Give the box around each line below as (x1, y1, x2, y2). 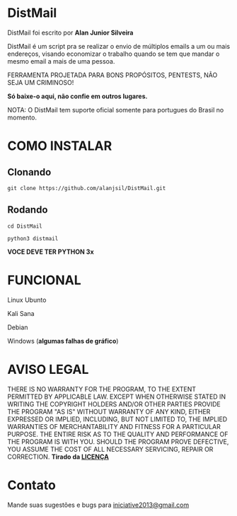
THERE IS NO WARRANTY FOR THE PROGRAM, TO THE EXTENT (7, 385, 197, 393)
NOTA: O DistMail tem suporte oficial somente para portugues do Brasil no (7, 105, 224, 114)
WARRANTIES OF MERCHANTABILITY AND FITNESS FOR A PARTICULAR (7, 422, 221, 430)
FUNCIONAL (7, 272, 81, 288)
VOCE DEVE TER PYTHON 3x (7, 247, 94, 256)
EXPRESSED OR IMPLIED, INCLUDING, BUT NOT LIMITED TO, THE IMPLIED (7, 415, 228, 423)
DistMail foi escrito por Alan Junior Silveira (7, 28, 134, 37)
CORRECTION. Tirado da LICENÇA (7, 452, 110, 461)
